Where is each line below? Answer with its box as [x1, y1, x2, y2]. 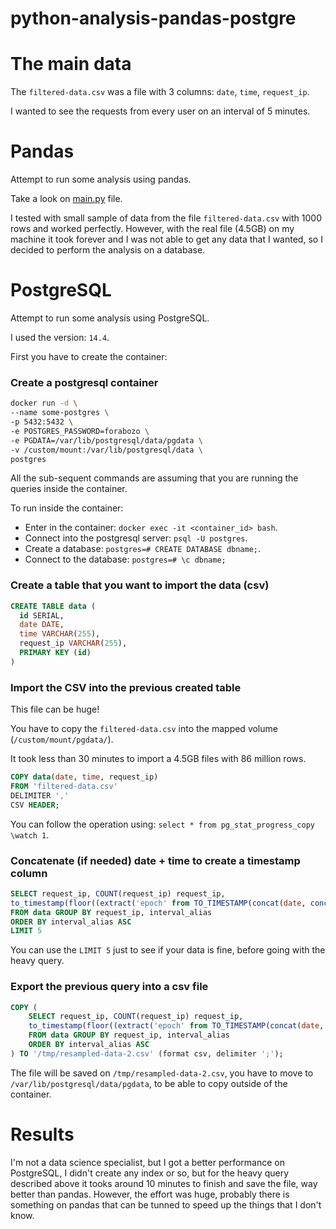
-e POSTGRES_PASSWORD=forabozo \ [10, 426, 150, 436]
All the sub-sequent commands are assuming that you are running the [10, 472, 299, 484]
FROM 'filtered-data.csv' [10, 782, 118, 792]
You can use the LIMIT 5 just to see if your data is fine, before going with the [10, 944, 326, 956]
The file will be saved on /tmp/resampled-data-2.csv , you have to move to [10, 1067, 314, 1079]
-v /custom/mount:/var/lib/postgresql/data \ [10, 445, 203, 455]
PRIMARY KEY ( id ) [19, 648, 92, 658]
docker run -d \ [10, 398, 78, 409]
